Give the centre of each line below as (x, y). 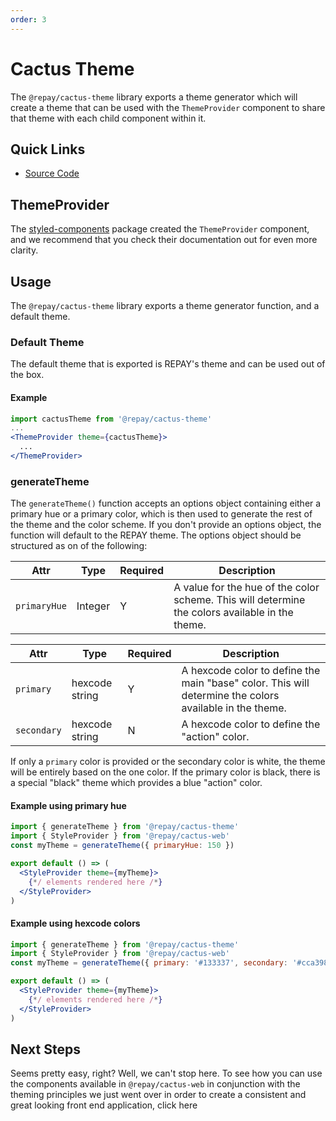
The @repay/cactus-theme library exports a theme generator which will (154, 97)
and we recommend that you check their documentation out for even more (164, 240)
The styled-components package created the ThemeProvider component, (160, 229)
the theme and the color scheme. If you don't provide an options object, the (166, 525)
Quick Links (48, 149)
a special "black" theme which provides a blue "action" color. (136, 783)
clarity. (24, 250)
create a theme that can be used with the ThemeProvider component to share (168, 107)
